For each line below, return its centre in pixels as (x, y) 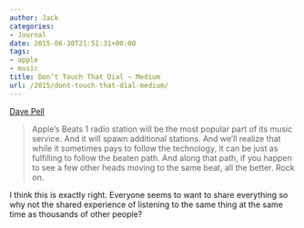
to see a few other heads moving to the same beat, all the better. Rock (163, 167)
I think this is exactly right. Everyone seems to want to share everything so (149, 194)
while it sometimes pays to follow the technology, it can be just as (155, 148)
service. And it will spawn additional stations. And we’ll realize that (156, 138)
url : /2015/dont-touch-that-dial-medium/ (89, 85)
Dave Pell (27, 111)
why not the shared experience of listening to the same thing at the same (147, 204)
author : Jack (34, 18)
